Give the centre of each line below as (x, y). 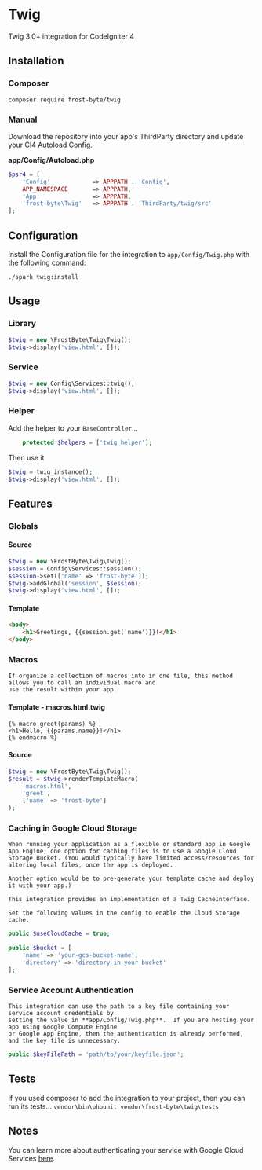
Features (30, 503)
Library (22, 324)
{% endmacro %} (33, 737)
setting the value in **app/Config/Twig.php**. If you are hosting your (131, 1020)
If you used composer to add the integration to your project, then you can (127, 1098)
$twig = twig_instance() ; (50, 472)
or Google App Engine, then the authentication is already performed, (126, 1034)
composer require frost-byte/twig (65, 100)
